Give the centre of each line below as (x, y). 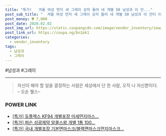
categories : (17, 38)
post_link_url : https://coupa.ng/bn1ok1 (47, 33)
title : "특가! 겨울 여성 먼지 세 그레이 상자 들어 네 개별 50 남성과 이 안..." (79, 10)
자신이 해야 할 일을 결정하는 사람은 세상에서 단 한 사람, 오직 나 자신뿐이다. (87, 86)
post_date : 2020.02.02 (28, 23)
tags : (11, 46)
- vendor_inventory (30, 42)
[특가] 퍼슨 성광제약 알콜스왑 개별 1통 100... (54, 122)
